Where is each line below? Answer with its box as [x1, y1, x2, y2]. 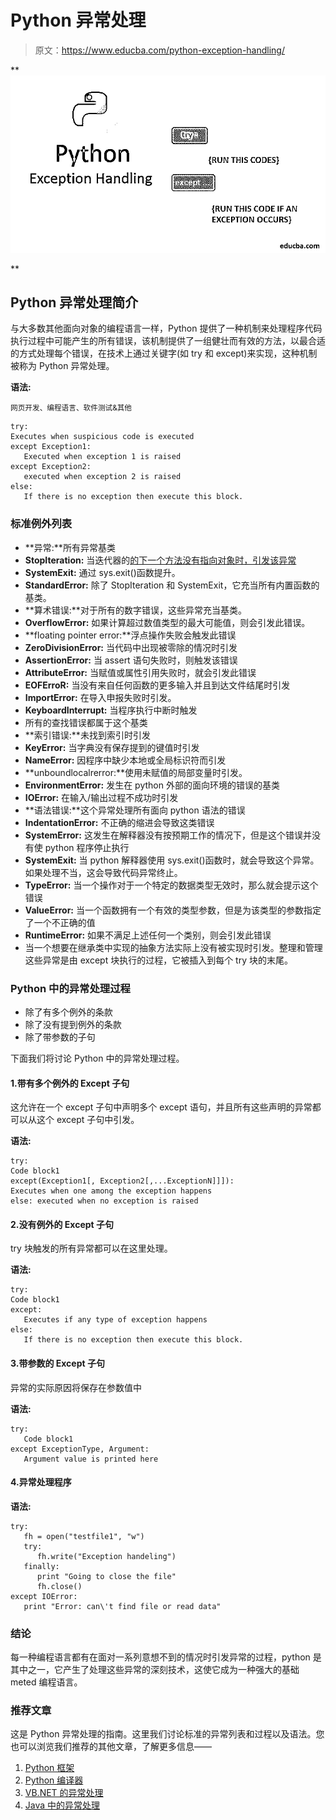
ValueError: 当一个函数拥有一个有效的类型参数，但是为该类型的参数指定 [24, 904, 322, 916]
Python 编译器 [24, 1774, 84, 1786]
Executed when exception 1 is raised [23, 452, 182, 462]
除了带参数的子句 [24, 1031, 96, 1043]
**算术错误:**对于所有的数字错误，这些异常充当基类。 [24, 604, 247, 616]
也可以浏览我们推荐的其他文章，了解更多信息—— [10, 1741, 212, 1753]
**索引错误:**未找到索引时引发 [24, 729, 151, 741]
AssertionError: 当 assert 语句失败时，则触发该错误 [24, 654, 238, 666]
